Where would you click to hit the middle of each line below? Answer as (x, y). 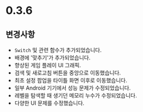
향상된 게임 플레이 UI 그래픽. (48, 65)
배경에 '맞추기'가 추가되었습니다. (52, 58)
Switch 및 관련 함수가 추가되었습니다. (58, 50)
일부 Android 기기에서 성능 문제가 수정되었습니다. (72, 88)
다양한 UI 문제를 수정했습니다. (49, 103)
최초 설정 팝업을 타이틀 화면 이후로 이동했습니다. (71, 80)
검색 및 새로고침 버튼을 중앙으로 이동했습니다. (68, 73)
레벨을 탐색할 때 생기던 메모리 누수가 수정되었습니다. (75, 95)
